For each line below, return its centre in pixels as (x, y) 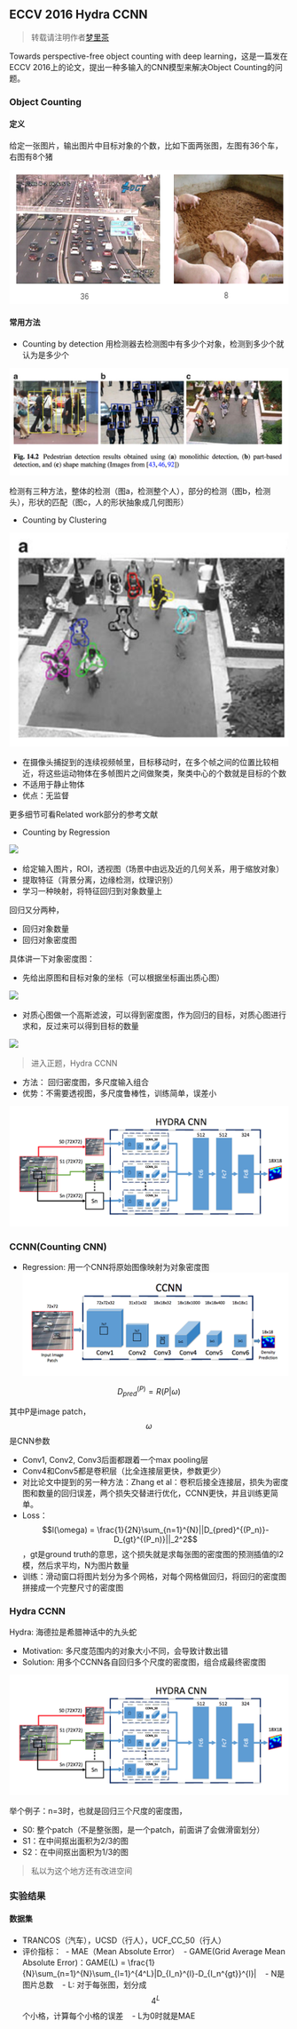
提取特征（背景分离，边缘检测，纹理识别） (100, 880)
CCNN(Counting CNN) (58, 1246)
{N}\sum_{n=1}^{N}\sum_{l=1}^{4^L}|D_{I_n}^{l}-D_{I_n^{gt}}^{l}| (139, 1973)
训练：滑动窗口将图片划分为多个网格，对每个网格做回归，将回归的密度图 (154, 1577)
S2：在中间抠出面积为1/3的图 (75, 1851)
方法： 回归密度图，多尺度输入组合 (85, 1082)
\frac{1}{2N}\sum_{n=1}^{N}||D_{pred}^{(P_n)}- (183, 1530)
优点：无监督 (45, 795)
